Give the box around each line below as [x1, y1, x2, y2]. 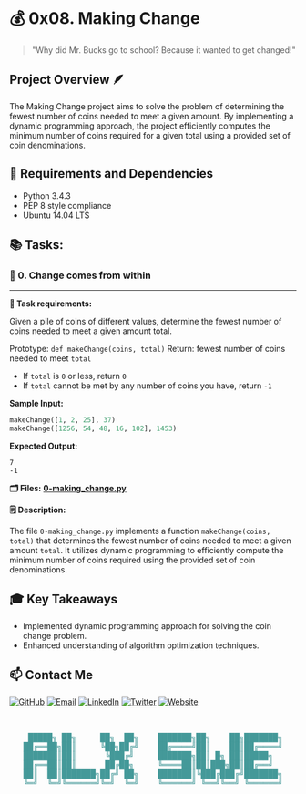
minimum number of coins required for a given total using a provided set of [9, 129, 291, 140]
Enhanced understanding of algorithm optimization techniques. [22, 640, 260, 651]
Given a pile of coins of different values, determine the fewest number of [9, 316, 282, 327]
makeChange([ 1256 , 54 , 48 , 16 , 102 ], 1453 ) [9, 424, 178, 434]
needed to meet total [9, 353, 92, 364]
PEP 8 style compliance [22, 200, 112, 211]
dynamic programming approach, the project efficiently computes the [9, 120, 270, 131]
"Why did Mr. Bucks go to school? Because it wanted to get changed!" [31, 44, 296, 56]
